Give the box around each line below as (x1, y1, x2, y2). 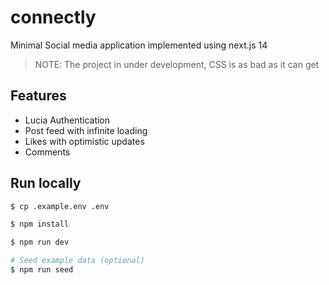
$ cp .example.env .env (10, 201, 110, 211)
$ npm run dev (10, 237, 70, 248)
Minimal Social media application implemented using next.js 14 (10, 39, 268, 51)
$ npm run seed (10, 265, 74, 275)
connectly (10, 6, 97, 29)
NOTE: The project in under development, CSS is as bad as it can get (34, 58, 320, 70)
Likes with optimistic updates (24, 135, 145, 147)
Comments (24, 146, 71, 158)
